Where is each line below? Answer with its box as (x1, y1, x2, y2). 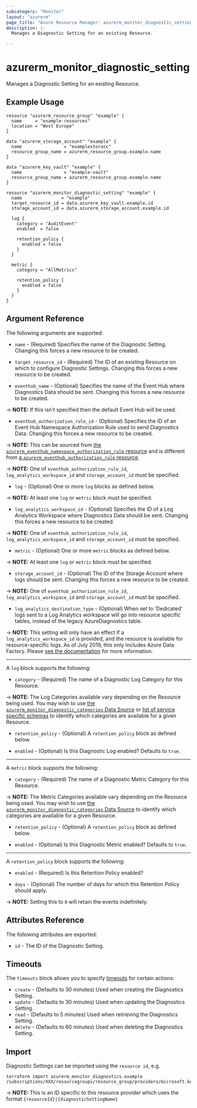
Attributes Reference (6, 915, 84, 925)
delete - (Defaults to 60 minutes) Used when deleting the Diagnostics (14, 1023, 184, 1030)
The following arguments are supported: (6, 329, 104, 336)
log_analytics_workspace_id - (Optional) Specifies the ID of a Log (14, 506, 174, 513)
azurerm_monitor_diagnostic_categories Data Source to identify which (6, 806, 176, 813)
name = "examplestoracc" (11, 143, 111, 150)
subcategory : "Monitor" (6, 8, 64, 15)
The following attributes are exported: (6, 931, 97, 938)
